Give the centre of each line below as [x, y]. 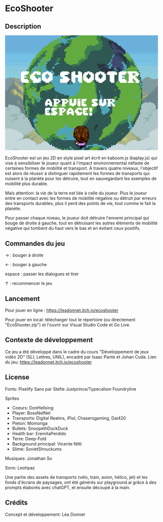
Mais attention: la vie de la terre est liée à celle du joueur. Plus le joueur [76, 193]
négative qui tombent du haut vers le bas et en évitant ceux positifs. [73, 228]
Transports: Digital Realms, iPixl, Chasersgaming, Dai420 [69, 418]
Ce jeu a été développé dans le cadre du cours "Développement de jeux [77, 351]
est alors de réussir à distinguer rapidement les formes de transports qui [77, 174]
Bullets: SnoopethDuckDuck [40, 428]
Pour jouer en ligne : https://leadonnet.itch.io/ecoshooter [62, 310]
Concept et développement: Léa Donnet [45, 514]
